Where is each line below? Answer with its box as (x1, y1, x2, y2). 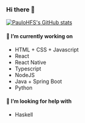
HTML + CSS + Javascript (14, 46, 79, 53)
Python (14, 84, 33, 91)
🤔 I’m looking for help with (6, 98, 72, 105)
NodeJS (14, 71, 35, 78)
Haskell (14, 110, 33, 118)
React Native (14, 59, 46, 66)
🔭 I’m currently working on (6, 32, 73, 39)
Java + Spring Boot (14, 78, 62, 85)
